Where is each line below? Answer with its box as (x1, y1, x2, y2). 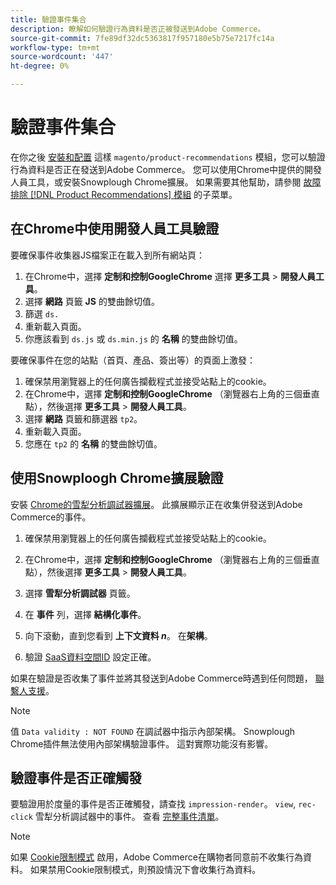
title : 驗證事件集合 (10, 14, 87, 25)
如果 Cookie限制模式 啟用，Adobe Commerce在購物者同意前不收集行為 (10, 851, 303, 863)
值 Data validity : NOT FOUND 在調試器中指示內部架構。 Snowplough (10, 725, 296, 737)
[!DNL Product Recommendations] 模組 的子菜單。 (29, 188, 238, 200)
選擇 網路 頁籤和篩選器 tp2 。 (24, 412, 143, 425)
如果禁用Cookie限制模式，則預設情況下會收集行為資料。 (29, 864, 262, 876)
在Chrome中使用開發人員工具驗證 (10, 221, 220, 238)
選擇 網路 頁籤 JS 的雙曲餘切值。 (24, 295, 160, 307)
